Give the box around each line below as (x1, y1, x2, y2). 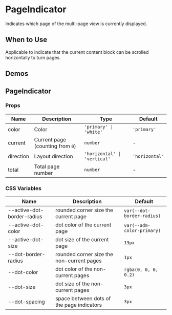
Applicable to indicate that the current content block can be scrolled (5, 49, 149, 55)
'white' (84, 129, 103, 135)
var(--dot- (124, 208, 150, 214)
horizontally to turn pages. (5, 54, 61, 60)
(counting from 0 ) (34, 142, 76, 150)
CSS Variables (5, 184, 42, 192)
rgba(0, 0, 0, (124, 267, 159, 272)
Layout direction (34, 153, 73, 160)
